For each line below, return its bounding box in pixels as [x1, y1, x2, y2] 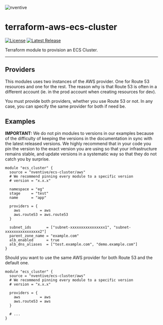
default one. [5, 260, 29, 265]
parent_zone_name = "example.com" [9, 233, 79, 238]
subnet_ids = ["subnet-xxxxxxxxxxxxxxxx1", [9, 225, 112, 230]
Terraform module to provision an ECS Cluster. [5, 47, 98, 53]
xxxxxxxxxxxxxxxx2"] [5, 229, 47, 234]
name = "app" [9, 195, 47, 200]
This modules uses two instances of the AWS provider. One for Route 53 [5, 78, 149, 84]
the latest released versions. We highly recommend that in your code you [5, 141, 151, 146]
